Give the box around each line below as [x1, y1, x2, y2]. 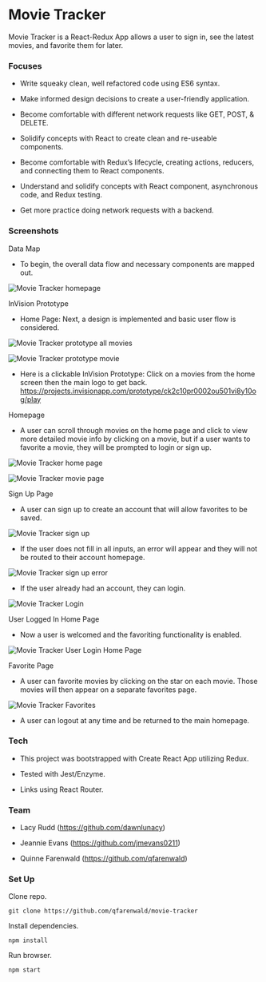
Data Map [8, 244, 41, 253]
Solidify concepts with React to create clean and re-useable [19, 133, 217, 143]
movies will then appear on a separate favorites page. [19, 685, 197, 694]
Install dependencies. [8, 921, 79, 931]
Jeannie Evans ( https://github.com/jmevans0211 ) [19, 838, 181, 848]
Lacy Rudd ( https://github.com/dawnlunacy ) [19, 823, 166, 833]
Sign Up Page [8, 489, 54, 499]
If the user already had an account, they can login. [19, 583, 186, 593]
